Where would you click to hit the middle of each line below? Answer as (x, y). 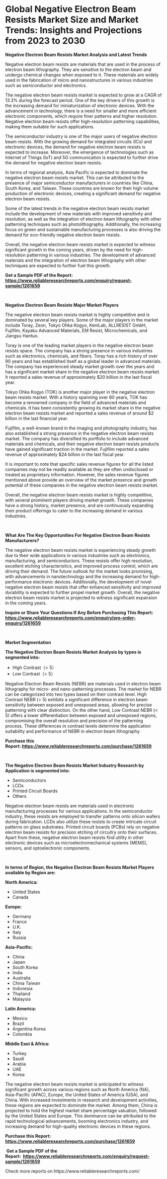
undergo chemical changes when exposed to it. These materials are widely (82, 75)
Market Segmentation (28, 642)
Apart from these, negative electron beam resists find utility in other (75, 837)
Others (19, 796)
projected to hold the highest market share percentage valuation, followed (81, 1110)
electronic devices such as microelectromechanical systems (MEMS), (76, 842)
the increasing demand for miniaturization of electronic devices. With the (80, 105)
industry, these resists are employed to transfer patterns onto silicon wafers (83, 816)
